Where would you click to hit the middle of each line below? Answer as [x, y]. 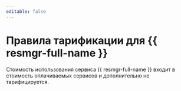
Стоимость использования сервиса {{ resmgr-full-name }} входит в [91, 69]
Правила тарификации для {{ [82, 40]
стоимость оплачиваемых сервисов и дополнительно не [78, 75]
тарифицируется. [27, 82]
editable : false [26, 11]
